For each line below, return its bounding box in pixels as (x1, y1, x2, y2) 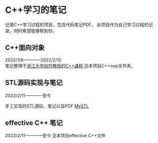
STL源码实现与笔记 (5, 79, 63, 87)
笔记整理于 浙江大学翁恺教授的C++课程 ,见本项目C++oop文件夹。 (5, 62, 135, 69)
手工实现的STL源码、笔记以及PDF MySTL (5, 103, 89, 109)
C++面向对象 (5, 44, 45, 52)
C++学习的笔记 (5, 4, 66, 16)
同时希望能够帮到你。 (13, 28, 57, 33)
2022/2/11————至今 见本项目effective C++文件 (5, 133, 106, 139)
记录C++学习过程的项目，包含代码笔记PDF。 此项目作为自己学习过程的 (5, 22, 149, 28)
